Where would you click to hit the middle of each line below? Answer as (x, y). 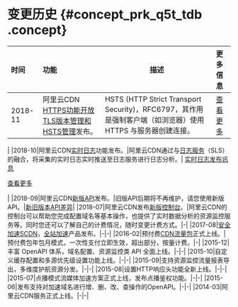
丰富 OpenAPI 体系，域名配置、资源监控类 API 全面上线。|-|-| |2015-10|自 (114, 251)
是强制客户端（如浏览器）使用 (155, 120)
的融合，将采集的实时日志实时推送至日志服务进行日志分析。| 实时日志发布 (115, 159)
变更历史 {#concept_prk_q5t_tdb (105, 15)
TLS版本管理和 (67, 121)
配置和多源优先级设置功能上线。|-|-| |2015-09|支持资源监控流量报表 (125, 260)
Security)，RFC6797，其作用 (154, 109)
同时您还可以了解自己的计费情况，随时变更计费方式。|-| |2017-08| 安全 (128, 225)
